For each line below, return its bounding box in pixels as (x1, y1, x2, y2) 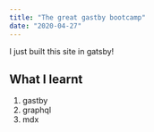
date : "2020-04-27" (9, 21, 82, 30)
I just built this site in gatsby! (9, 45, 115, 56)
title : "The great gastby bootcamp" (9, 12, 146, 22)
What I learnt (9, 71, 83, 87)
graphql (21, 104, 52, 116)
